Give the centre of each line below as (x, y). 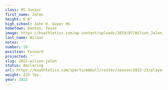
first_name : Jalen (24, 14)
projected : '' (20, 56)
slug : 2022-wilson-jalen (31, 61)
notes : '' (15, 42)
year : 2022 (16, 79)
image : (12, 33)
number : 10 (16, 47)
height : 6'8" (19, 19)
